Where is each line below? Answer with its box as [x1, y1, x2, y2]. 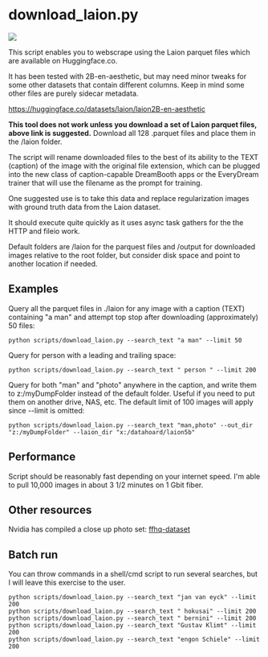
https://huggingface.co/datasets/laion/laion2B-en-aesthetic [8, 104, 206, 113]
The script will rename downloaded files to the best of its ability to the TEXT [8, 152, 259, 162]
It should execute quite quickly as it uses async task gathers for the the [8, 217, 244, 227]
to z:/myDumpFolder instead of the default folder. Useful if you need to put [8, 388, 255, 398]
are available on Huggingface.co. [8, 55, 118, 65]
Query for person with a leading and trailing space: [8, 350, 177, 359]
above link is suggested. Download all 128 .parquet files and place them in [8, 128, 256, 138]
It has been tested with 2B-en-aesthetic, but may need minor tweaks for [8, 71, 247, 81]
